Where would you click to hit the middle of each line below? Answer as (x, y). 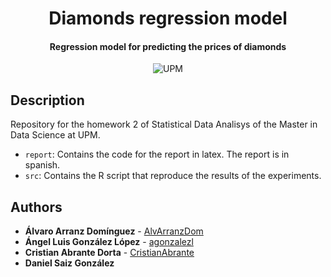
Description (47, 100)
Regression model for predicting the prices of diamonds (168, 46)
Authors (36, 207)
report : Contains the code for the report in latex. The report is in (157, 154)
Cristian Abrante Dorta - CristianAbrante (109, 253)
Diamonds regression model (168, 18)
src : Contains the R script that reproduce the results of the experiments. (173, 176)
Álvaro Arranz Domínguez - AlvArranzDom (114, 231)
